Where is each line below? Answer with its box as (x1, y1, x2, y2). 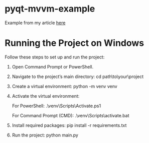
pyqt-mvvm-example (5, 3, 95, 15)
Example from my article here (5, 20, 66, 26)
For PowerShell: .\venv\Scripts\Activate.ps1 (12, 103, 101, 109)
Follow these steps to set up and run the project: (5, 54, 105, 60)
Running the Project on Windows (5, 37, 144, 49)
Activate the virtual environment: (12, 93, 80, 99)
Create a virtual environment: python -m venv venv (12, 83, 117, 89)
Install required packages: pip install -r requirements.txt (12, 122, 127, 128)
